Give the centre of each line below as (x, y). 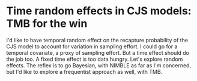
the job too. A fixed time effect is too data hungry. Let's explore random (95, 59)
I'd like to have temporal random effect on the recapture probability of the (97, 40)
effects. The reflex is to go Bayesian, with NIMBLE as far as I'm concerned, (98, 65)
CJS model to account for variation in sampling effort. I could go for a (92, 46)
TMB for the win (47, 24)
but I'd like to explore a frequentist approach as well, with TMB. (84, 71)
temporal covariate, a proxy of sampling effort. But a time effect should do (98, 52)
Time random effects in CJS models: (99, 11)
